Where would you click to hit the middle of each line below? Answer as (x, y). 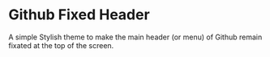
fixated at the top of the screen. (61, 45)
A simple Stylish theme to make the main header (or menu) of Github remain (135, 37)
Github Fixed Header (79, 15)
